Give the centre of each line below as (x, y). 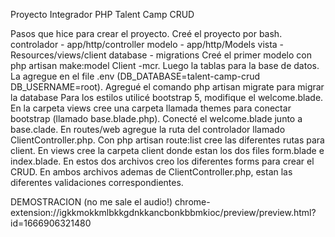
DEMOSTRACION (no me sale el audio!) (91, 202)
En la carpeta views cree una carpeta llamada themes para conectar (151, 108)
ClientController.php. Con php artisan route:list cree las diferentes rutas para (167, 140)
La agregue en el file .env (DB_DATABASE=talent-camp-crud (135, 76)
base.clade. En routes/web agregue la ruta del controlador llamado (148, 129)
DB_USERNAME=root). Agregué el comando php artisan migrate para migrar (167, 87)
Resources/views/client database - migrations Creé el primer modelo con (161, 55)
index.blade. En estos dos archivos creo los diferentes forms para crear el (162, 161)
